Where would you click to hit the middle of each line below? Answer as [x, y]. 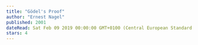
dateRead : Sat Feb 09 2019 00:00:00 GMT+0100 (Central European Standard [99, 28]
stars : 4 [17, 33]
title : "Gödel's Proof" [36, 11]
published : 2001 [26, 22]
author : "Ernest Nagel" [36, 17]
